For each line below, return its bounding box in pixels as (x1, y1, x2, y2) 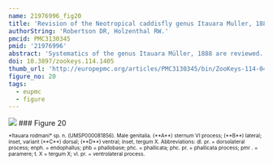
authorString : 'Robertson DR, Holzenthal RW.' (8, 27, 169, 35)
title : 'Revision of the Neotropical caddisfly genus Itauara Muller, (8, 20, 253, 28)
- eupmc (15, 87, 42, 96)
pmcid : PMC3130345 (8, 34, 71, 43)
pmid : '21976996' (8, 42, 67, 50)
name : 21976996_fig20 (8, 11, 82, 20)
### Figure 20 (18, 119, 67, 128)
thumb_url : (8, 65, 45, 73)
